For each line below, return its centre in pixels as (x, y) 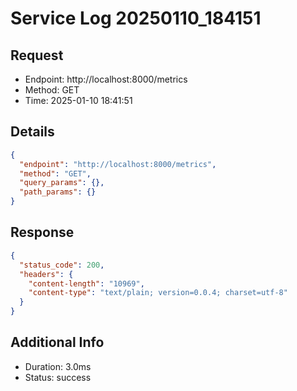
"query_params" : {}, (62, 183)
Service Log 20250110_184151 (136, 18)
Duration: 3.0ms (58, 366)
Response (42, 232)
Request (37, 55)
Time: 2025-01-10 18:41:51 (78, 100)
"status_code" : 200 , (62, 265)
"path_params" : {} (58, 192)
